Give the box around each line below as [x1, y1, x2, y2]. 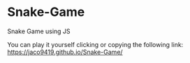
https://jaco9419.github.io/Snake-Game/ [7, 48, 124, 56]
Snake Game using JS [7, 27, 71, 35]
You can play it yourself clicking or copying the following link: [7, 40, 184, 48]
